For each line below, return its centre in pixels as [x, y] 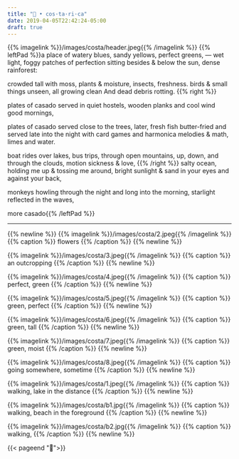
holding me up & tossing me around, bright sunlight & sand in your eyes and [118, 171]
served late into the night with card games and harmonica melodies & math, [118, 134]
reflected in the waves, [41, 200]
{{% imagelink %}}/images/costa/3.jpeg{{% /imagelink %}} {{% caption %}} [119, 256]
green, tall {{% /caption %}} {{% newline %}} [74, 327]
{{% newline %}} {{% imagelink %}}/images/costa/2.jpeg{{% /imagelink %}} [119, 234]
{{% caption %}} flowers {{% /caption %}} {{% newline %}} [95, 242]
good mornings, [31, 113]
